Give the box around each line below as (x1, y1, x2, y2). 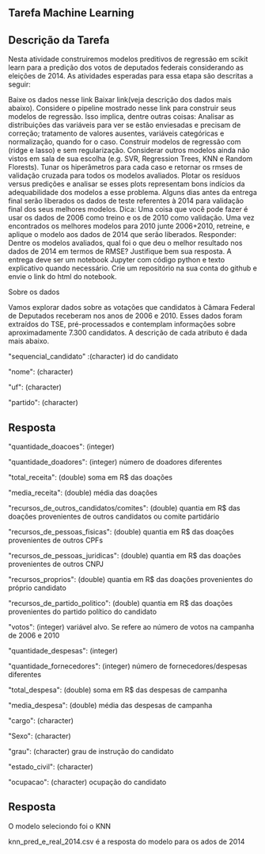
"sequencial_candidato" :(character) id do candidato (8, 352, 179, 362)
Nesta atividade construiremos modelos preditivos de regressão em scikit (8, 55, 248, 64)
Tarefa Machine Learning (8, 6, 134, 20)
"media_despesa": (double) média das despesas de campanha (8, 701, 213, 710)
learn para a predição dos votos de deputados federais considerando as (8, 63, 244, 72)
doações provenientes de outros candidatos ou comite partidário (8, 511, 220, 522)
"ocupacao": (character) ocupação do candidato (8, 777, 167, 787)
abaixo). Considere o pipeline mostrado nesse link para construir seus (8, 103, 237, 113)
